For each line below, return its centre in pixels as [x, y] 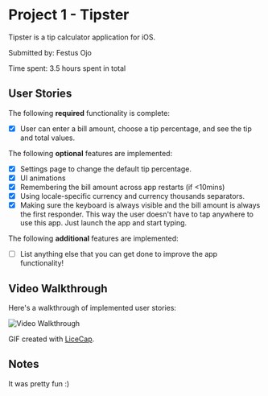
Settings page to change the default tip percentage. [105, 169]
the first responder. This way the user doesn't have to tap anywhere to [136, 214]
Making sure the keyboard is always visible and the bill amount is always [140, 205]
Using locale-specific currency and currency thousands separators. [132, 196]
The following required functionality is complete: [89, 113]
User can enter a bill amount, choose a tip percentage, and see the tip [136, 128]
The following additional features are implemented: [93, 238]
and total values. [47, 138]
